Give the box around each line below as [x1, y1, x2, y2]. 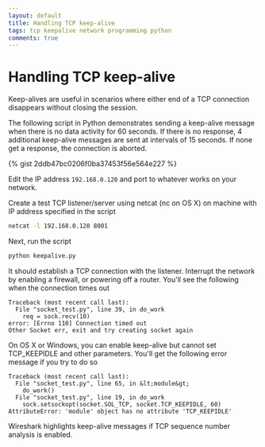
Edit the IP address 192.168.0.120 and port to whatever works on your [8, 174, 236, 184]
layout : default [8, 11, 62, 20]
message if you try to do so [8, 357, 98, 367]
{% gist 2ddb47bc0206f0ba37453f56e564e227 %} [8, 159, 177, 169]
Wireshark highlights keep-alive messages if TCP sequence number [8, 421, 231, 430]
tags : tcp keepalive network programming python [8, 26, 172, 34]
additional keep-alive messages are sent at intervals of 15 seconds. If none [8, 135, 252, 145]
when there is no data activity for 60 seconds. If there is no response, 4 [8, 126, 242, 136]
